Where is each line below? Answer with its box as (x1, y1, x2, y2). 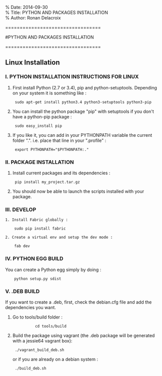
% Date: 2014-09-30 (5, 4, 48, 10)
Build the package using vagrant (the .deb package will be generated (12, 332, 155, 339)
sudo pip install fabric (14, 226, 66, 231)
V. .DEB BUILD (5, 288, 40, 295)
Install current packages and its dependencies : (12, 170, 110, 176)
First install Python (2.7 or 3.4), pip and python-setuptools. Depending (12, 84, 157, 90)
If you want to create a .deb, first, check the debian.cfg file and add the (5, 299, 152, 305)
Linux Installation (5, 58, 60, 67)
